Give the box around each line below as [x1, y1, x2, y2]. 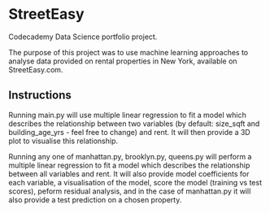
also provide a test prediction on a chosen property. [8, 194, 182, 204]
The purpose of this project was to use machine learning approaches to [8, 47, 249, 57]
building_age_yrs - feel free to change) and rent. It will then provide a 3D [8, 127, 250, 137]
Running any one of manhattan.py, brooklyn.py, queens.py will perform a [8, 151, 252, 161]
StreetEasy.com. [8, 64, 63, 74]
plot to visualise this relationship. [8, 136, 119, 146]
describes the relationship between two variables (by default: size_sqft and [8, 119, 260, 128]
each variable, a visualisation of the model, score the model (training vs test [8, 177, 263, 187]
